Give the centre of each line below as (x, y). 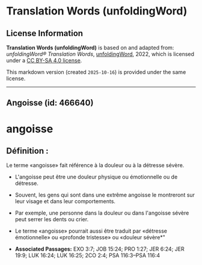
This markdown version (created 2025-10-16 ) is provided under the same (96, 72)
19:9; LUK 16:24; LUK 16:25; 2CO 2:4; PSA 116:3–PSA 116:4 (87, 255)
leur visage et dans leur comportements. (65, 201)
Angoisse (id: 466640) (50, 103)
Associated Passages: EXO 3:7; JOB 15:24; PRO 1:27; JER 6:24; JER (99, 249)
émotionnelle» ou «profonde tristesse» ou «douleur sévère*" (90, 237)
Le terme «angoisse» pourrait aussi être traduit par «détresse (91, 231)
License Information (44, 33)
